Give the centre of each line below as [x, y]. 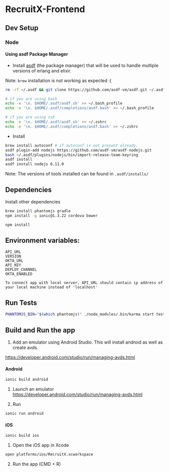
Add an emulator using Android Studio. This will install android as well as [88, 342]
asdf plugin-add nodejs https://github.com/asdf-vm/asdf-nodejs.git [78, 150]
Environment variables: [43, 241]
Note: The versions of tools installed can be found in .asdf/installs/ [77, 174]
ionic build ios [22, 436]
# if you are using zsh [30, 117]
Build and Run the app [40, 330]
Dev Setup [22, 28]
